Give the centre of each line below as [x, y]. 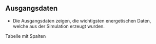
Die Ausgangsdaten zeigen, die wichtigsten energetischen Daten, [82, 20]
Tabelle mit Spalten [26, 36]
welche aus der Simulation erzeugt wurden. [59, 26]
